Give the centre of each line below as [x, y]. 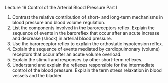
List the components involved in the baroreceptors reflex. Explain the [83, 28]
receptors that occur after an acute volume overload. [67, 54]
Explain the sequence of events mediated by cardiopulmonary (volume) [86, 49]
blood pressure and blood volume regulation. [58, 22]
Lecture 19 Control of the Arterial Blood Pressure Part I [61, 7]
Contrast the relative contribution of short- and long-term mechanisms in [88, 17]
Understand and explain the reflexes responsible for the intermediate [83, 65]
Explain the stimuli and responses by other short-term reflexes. [77, 60]
